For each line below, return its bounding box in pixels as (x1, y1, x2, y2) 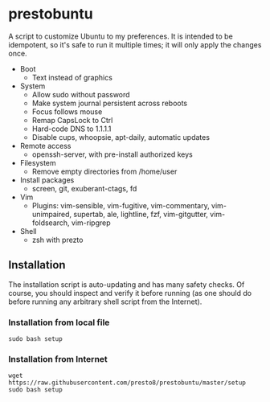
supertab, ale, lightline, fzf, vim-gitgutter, (73, 209, 209, 219)
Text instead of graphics (31, 72, 112, 82)
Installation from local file (8, 317, 110, 328)
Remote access (19, 141, 72, 150)
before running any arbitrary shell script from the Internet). (8, 297, 202, 306)
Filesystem (19, 158, 56, 167)
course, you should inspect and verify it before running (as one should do (8, 288, 252, 297)
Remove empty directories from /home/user (31, 166, 178, 176)
